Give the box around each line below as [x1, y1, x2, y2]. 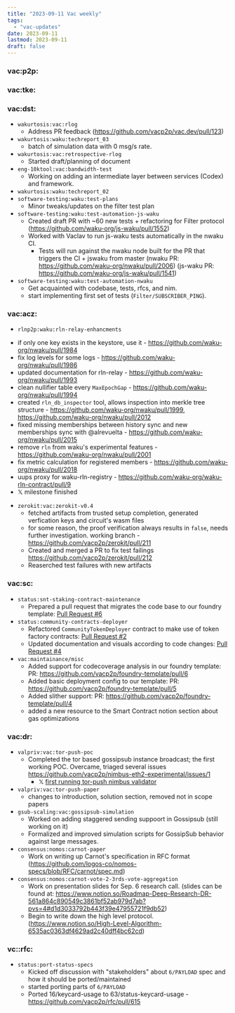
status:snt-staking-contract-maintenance [17, 596, 140, 603]
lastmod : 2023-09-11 [7, 37, 68, 44]
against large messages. [27, 837, 99, 846]
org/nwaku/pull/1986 [17, 361, 78, 370]
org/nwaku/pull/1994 [17, 391, 78, 399]
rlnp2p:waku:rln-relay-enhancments [17, 326, 122, 334]
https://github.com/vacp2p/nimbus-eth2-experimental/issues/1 [27, 770, 210, 778]
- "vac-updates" [13, 23, 61, 30]
